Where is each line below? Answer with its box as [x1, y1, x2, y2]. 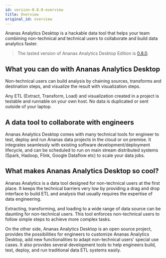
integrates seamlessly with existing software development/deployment [5, 142, 151, 147]
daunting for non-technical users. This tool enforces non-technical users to [5, 211, 160, 217]
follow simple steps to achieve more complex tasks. [5, 216, 111, 222]
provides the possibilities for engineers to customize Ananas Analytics [5, 231, 150, 237]
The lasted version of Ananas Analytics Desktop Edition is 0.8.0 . [17, 50, 149, 56]
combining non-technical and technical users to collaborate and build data [5, 35, 158, 41]
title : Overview [5, 12, 39, 17]
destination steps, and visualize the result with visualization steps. [5, 83, 141, 90]
